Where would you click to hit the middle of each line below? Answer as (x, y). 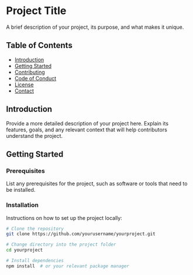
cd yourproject (25, 250)
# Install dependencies (35, 261)
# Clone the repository (35, 229)
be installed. (21, 190)
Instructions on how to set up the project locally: (64, 218)
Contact (24, 91)
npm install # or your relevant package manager (68, 266)
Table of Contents (39, 45)
